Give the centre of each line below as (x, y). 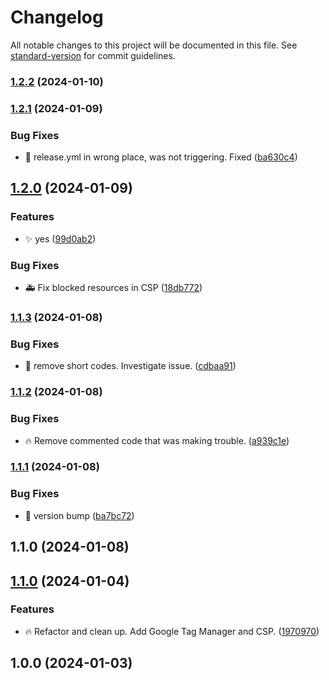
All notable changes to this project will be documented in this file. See (154, 45)
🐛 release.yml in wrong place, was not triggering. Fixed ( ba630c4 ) (161, 157)
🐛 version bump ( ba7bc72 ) (79, 515)
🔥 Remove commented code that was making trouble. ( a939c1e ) (157, 440)
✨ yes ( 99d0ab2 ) (60, 238)
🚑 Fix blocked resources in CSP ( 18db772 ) (113, 288)
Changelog (57, 17)
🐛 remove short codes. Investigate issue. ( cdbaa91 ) (130, 366)
